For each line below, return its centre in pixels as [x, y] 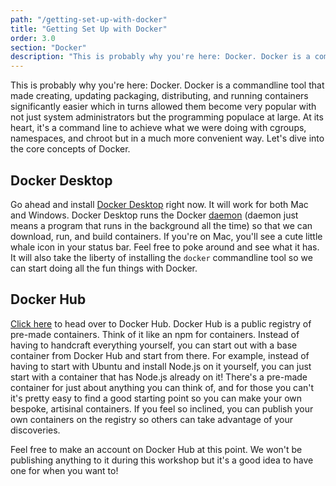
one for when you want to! [64, 470]
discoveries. [35, 430]
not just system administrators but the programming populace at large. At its [167, 117]
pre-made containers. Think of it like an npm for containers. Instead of [155, 334]
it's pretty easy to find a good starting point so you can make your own [156, 398]
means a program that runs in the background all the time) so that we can [161, 225]
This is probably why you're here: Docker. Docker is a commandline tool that [167, 85]
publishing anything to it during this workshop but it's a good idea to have [162, 460]
